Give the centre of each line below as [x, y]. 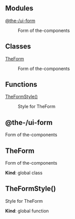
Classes [18, 46]
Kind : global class [24, 173]
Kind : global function [27, 211]
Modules [19, 8]
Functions [21, 85]
